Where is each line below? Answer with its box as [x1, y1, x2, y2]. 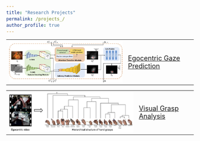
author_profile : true [6, 22, 60, 28]
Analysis [139, 112, 165, 121]
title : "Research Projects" [6, 10, 76, 15]
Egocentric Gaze [127, 54, 180, 62]
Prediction [127, 61, 160, 70]
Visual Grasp [139, 104, 179, 113]
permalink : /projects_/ [6, 15, 65, 22]
